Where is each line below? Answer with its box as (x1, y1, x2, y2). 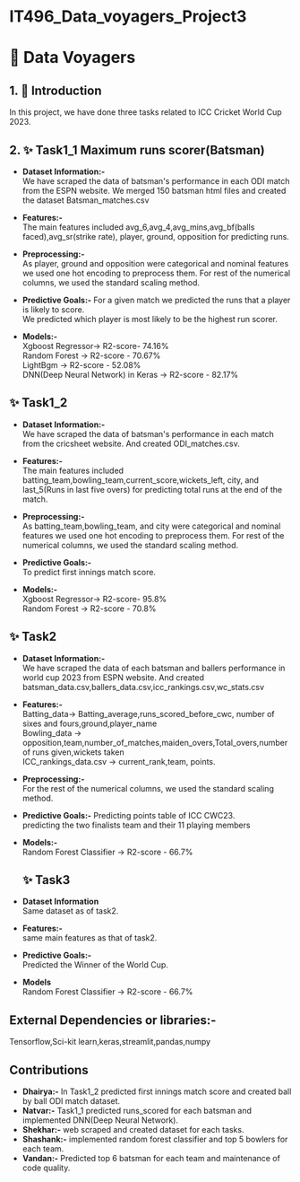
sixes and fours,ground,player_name (21, 718, 158, 729)
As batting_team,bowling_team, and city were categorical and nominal (21, 521, 281, 531)
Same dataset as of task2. (21, 906, 119, 916)
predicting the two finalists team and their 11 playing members (21, 819, 251, 830)
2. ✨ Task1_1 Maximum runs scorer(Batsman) (9, 142, 266, 158)
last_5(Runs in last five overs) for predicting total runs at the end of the (21, 484, 283, 495)
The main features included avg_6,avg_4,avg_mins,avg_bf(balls (21, 222, 255, 232)
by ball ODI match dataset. (21, 1096, 121, 1107)
